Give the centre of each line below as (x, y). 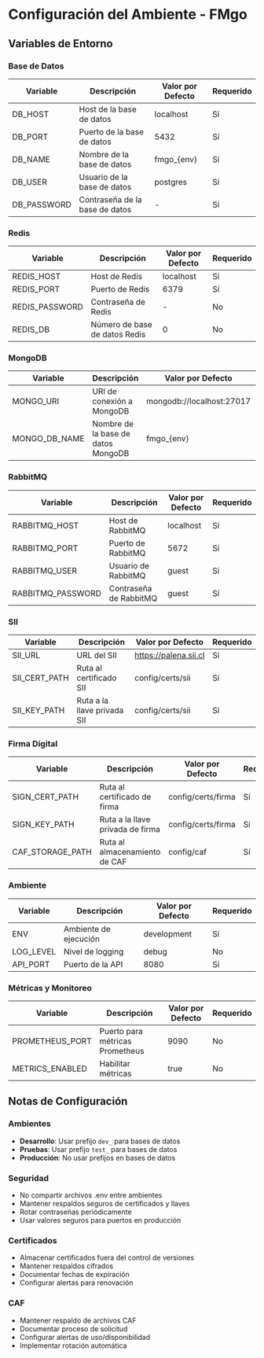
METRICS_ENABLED (50, 1069)
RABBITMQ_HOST (46, 525)
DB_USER (29, 182)
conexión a (113, 401)
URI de (105, 392)
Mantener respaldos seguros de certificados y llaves (104, 1203)
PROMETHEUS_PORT (52, 1041)
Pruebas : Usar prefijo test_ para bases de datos (98, 1149)
